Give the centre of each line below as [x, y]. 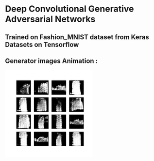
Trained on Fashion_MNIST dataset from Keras [77, 37]
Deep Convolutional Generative [69, 9]
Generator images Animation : [51, 61]
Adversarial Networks [50, 19]
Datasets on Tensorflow [42, 44]
